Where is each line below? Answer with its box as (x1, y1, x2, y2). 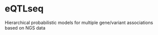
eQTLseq (5, 3, 44, 14)
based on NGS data (5, 24, 46, 30)
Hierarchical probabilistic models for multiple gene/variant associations (5, 19, 153, 25)
